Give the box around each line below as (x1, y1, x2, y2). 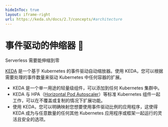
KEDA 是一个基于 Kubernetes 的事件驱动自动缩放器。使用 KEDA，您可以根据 (5, 68, 163, 74)
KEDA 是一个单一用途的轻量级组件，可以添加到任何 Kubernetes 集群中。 (12, 85, 162, 91)
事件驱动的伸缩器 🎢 (5, 40, 84, 51)
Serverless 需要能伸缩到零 (5, 57, 60, 63)
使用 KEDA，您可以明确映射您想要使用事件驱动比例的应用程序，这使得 (12, 104, 158, 110)
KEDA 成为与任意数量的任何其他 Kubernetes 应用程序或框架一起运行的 (12, 110, 158, 116)
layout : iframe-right (5, 12, 51, 17)
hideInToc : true (5, 7, 39, 13)
